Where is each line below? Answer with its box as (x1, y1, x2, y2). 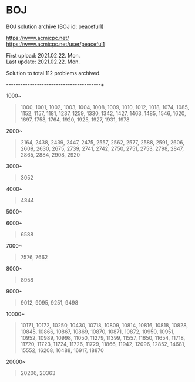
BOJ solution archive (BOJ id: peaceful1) (6, 23, 104, 30)
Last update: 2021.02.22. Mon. (6, 58, 80, 65)
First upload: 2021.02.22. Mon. (6, 52, 80, 59)
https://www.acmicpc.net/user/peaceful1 (6, 40, 105, 48)
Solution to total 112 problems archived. (6, 69, 101, 76)
